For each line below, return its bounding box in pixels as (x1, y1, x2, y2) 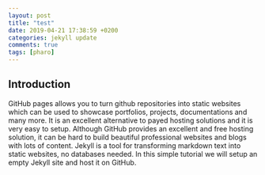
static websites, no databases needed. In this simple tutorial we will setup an (8, 149, 258, 158)
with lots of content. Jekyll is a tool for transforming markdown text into (8, 140, 241, 150)
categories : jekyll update (8, 33, 97, 42)
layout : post (8, 11, 51, 20)
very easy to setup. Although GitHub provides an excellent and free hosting (8, 124, 254, 133)
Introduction (8, 78, 71, 91)
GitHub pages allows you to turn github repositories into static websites (8, 98, 241, 108)
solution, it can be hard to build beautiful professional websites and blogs (8, 132, 247, 142)
